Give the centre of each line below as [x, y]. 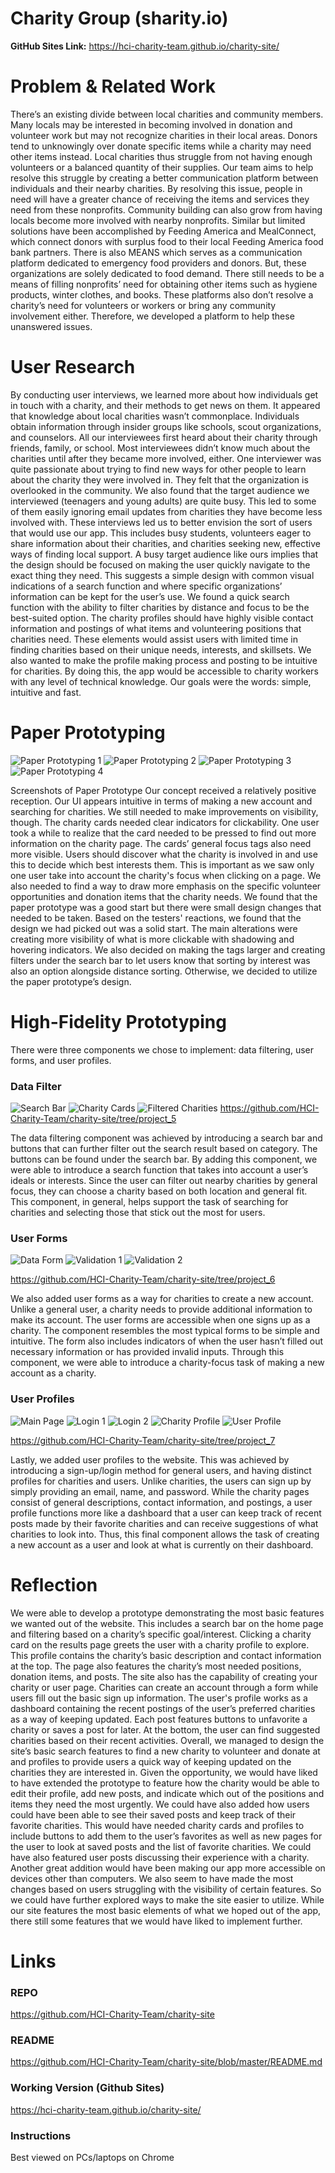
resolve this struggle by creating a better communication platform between [164, 178]
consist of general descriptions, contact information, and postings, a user [161, 1502]
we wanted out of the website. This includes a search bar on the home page [167, 1623]
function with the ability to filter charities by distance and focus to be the [160, 607]
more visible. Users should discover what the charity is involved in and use [164, 854]
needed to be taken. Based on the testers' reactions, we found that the [156, 918]
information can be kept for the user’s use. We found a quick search [150, 596]
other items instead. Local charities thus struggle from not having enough [161, 156]
